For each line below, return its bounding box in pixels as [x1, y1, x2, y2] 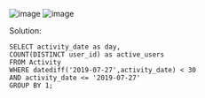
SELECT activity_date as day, [9, 42, 122, 51]
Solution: [9, 26, 42, 35]
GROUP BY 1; [9, 81, 53, 90]
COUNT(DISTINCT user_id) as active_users [9, 50, 165, 59]
